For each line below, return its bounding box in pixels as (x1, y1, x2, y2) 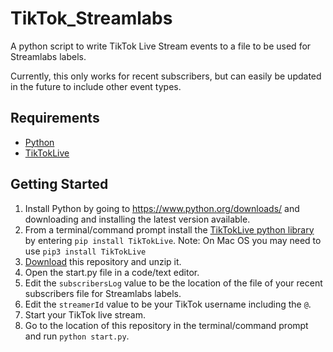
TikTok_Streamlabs (10, 7, 173, 30)
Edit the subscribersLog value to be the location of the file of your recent (24, 277, 323, 289)
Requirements (10, 110, 100, 127)
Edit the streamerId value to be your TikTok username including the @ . (24, 298, 312, 310)
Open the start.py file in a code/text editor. (24, 266, 200, 278)
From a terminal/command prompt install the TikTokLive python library (24, 223, 315, 236)
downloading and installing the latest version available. (24, 213, 251, 225)
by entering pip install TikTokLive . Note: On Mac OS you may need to (24, 234, 322, 246)
